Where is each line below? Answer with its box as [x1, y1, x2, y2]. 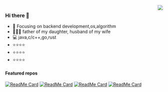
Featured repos [5, 70, 38, 76]
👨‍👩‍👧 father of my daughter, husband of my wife [12, 28, 111, 34]
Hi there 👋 [5, 12, 30, 19]
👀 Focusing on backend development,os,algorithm [12, 23, 116, 29]
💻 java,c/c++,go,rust [12, 34, 56, 40]
